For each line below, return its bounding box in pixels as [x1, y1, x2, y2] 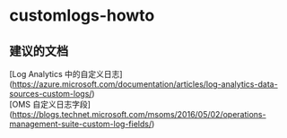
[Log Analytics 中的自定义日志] [9, 69, 123, 79]
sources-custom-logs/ [9, 89, 92, 99]
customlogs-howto [9, 5, 155, 26]
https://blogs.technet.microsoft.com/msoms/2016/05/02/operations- [12, 109, 266, 119]
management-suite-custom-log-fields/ [9, 118, 152, 129]
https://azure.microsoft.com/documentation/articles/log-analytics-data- [12, 79, 278, 90]
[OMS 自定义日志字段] [9, 99, 91, 109]
